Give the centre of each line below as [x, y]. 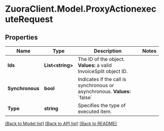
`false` [85, 97]
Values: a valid [95, 65]
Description [108, 51]
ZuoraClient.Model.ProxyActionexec [81, 9]
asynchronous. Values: [104, 91]
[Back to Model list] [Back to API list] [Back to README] [61, 123]
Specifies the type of [102, 105]
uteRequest [29, 19]
